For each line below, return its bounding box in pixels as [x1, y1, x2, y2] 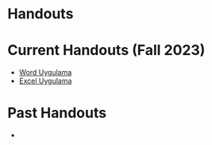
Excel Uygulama [18, 76, 72, 86]
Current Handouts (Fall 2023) [7, 41, 206, 60]
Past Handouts [7, 104, 107, 122]
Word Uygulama [18, 68, 72, 77]
